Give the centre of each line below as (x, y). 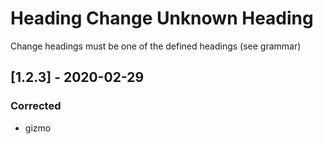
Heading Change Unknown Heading (162, 18)
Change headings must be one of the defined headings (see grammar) (156, 46)
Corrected (36, 106)
